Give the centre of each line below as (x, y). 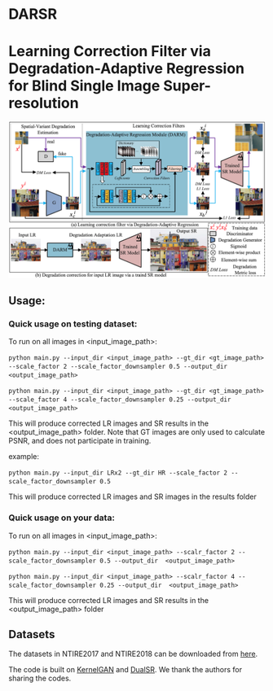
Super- (187, 86)
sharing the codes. (40, 678)
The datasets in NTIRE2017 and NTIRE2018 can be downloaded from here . (133, 654)
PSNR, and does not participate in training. (80, 441)
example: (24, 457)
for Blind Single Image (84, 86)
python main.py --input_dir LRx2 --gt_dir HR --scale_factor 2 (118, 473)
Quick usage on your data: (62, 518)
